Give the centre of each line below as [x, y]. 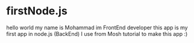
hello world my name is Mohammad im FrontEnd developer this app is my [97, 27]
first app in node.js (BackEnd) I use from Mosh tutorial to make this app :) [97, 33]
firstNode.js [37, 11]
